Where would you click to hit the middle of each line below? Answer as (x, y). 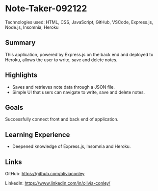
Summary (20, 43)
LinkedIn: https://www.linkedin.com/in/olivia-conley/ (58, 183)
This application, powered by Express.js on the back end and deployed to (79, 54)
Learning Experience (38, 134)
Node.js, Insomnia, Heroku (32, 27)
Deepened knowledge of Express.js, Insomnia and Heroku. (71, 146)
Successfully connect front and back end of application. (62, 119)
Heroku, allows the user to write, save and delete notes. (61, 60)
